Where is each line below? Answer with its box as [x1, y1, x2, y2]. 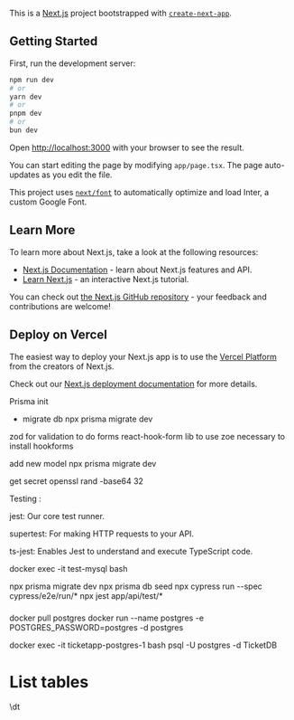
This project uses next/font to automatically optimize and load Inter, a [9, 186, 270, 197]
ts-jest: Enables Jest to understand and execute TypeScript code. [9, 545, 253, 556]
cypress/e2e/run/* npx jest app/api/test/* [9, 590, 164, 601]
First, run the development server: [9, 58, 136, 69]
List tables [9, 671, 89, 692]
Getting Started [9, 33, 98, 49]
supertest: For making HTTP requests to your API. [9, 528, 195, 539]
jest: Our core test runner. [9, 510, 106, 521]
